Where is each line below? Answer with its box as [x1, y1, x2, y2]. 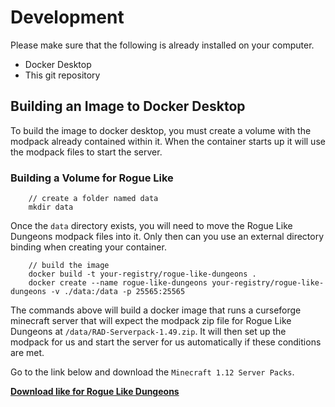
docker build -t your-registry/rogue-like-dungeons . [28, 269, 257, 280]
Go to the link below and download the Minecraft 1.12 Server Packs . [10, 366, 295, 378]
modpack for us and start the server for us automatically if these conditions [10, 336, 322, 348]
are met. [10, 347, 45, 359]
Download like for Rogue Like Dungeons [10, 386, 180, 398]
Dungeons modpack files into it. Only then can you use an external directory [10, 231, 325, 243]
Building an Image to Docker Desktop [10, 98, 246, 115]
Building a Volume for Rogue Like [10, 171, 174, 185]
